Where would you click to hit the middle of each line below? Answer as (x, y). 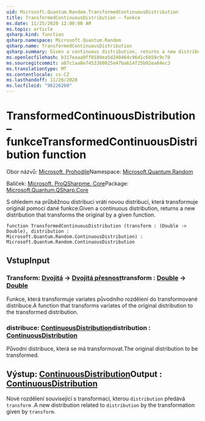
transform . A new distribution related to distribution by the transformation (101, 405)
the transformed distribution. (42, 312)
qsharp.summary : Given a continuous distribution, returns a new (91, 52)
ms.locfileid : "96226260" (39, 86)
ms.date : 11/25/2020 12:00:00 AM (49, 23)
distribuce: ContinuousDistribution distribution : (79, 328)
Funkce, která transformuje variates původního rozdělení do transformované (102, 299)
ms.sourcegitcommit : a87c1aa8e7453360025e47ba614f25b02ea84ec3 (88, 63)
